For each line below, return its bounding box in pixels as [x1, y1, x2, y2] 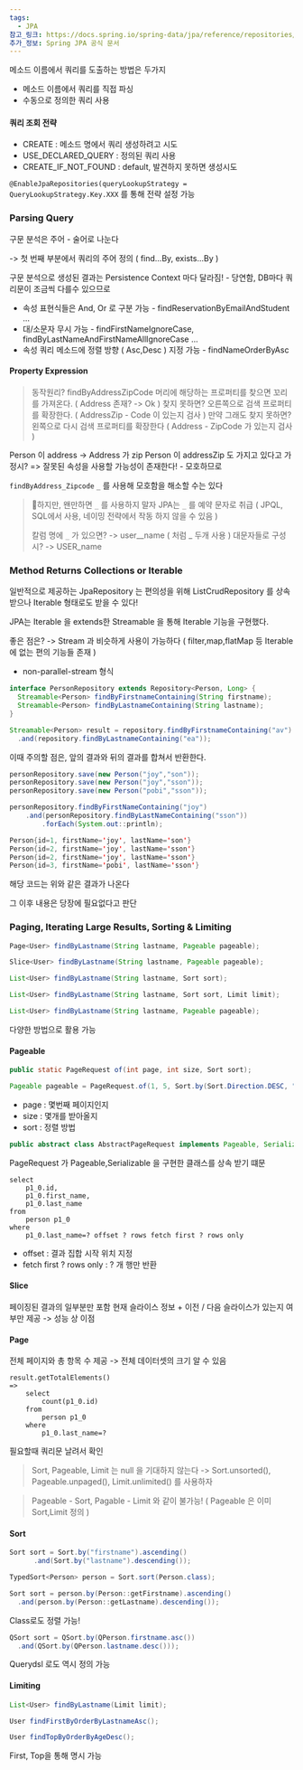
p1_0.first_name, [25, 1191, 91, 1200]
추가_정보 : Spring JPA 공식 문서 [9, 38, 120, 48]
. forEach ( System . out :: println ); [41, 819, 164, 828]
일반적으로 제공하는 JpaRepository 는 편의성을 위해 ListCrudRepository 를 [9, 586, 274, 597]
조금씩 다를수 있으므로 [32, 283, 111, 294]
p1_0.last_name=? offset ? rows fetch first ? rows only [25, 1230, 244, 1239]
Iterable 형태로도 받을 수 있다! [32, 598, 139, 608]
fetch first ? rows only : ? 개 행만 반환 [22, 1258, 158, 1270]
